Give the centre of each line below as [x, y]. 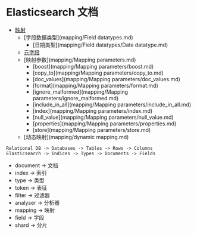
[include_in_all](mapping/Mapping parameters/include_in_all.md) [112, 104]
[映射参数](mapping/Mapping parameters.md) [80, 60]
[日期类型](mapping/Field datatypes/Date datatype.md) [100, 45]
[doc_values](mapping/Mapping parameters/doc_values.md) [106, 79]
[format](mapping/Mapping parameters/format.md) [96, 85]
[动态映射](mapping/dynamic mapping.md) [76, 137]
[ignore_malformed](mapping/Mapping [80, 92]
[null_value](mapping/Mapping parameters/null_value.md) [103, 117]
